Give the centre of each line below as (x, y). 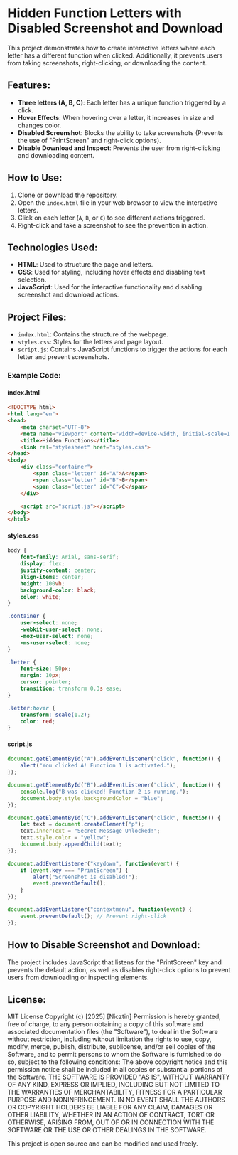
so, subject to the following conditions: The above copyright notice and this (118, 1062)
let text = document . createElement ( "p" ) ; (82, 824)
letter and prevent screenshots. (64, 357)
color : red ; (38, 721)
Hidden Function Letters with (95, 13)
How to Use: (35, 178)
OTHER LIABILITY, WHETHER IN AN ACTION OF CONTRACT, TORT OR (111, 1115)
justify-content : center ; (59, 570)
